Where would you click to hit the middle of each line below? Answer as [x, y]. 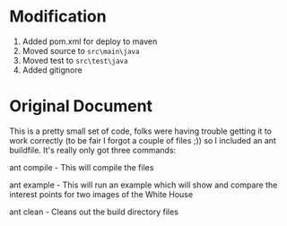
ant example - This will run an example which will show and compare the [143, 185]
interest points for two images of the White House [101, 194]
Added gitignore [52, 70]
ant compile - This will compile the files [82, 167]
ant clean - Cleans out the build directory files [94, 212]
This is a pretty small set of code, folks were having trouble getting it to [140, 131]
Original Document [81, 106]
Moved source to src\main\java [81, 50]
